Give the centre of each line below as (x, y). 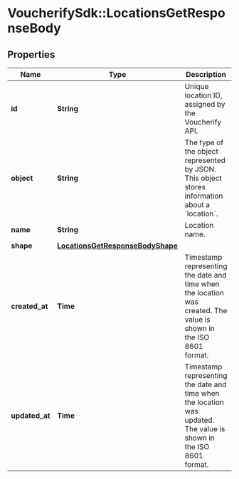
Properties (31, 54)
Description (206, 74)
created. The (206, 311)
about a (197, 205)
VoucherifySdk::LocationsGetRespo (116, 13)
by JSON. (201, 169)
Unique (197, 86)
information (204, 196)
